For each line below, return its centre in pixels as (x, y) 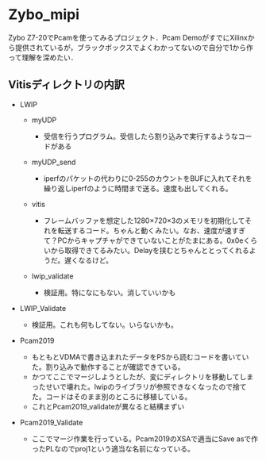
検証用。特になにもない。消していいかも (110, 292)
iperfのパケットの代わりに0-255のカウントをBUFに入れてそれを (148, 178)
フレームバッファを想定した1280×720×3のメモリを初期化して (144, 221)
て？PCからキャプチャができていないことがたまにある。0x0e (143, 240)
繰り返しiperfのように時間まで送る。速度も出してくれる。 (138, 188)
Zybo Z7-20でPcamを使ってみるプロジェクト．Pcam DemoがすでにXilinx (128, 37)
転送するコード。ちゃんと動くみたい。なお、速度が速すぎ (152, 230)
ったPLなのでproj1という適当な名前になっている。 (113, 448)
